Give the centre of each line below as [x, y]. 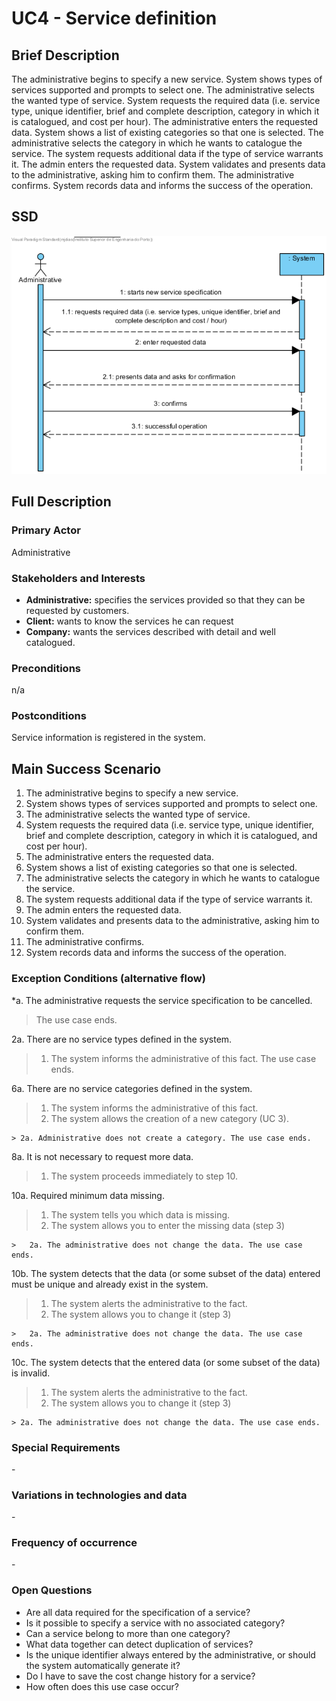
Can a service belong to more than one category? [128, 1633]
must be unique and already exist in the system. [110, 1284]
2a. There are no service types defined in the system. [122, 1039]
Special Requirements [66, 1447]
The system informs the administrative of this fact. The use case [183, 1058]
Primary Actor [46, 530]
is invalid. [31, 1373]
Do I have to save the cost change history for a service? [140, 1676]
